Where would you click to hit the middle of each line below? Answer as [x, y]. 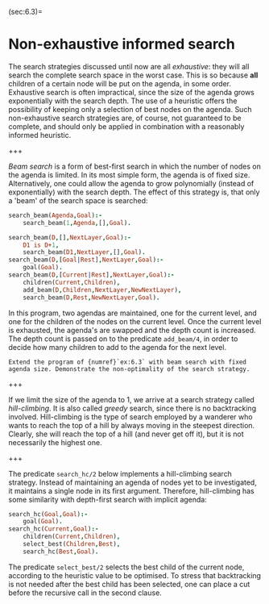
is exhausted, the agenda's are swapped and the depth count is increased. [132, 330]
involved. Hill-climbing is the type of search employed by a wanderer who [130, 417]
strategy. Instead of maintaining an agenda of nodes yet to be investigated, [133, 482]
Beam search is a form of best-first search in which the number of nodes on [135, 166]
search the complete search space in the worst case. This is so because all [133, 75]
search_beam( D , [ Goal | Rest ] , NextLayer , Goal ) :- [86, 260]
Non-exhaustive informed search [122, 44]
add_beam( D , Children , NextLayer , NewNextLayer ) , [102, 290]
